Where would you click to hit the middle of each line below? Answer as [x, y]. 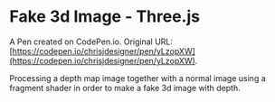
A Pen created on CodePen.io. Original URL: [91, 42]
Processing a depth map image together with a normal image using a [138, 78]
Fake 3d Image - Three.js [105, 17]
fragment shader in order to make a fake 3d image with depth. [125, 88]
